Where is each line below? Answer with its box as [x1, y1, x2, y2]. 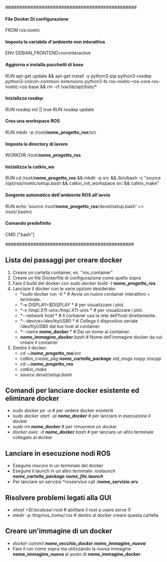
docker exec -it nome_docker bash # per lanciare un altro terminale [12, 429, 154, 435]
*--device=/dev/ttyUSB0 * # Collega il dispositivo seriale [20, 317, 138, 324]
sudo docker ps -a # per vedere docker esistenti [12, 408, 114, 414]
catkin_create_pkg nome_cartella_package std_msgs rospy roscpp [20, 355, 161, 362]
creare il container [20, 339, 58, 345]
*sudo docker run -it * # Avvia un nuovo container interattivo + [20, 291, 150, 297]
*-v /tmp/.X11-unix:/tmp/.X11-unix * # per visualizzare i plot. [20, 307, 143, 313]
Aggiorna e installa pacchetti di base [5, 62, 84, 67]
